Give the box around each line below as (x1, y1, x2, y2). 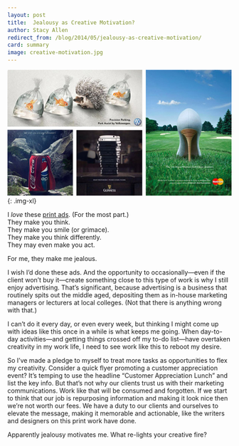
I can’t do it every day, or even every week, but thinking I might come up (7, 319, 219, 328)
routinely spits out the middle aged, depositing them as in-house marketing (7, 290, 228, 299)
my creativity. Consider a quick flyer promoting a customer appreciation (7, 363, 218, 372)
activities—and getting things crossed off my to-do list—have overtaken (20, 334, 230, 343)
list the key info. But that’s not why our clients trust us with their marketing (7, 378, 224, 387)
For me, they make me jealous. (7, 254, 97, 262)
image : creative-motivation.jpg (7, 49, 103, 56)
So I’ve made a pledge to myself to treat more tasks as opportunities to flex (7, 356, 228, 364)
